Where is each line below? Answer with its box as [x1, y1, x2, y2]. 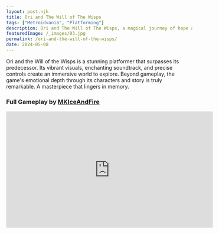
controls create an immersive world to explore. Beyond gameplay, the [6, 70, 175, 77]
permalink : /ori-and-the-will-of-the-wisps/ [6, 36, 117, 42]
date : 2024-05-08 [6, 42, 49, 48]
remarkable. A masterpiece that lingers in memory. [6, 83, 129, 90]
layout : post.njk [6, 8, 49, 15]
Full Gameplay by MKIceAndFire [6, 97, 100, 106]
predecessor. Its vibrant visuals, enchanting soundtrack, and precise [6, 64, 173, 71]
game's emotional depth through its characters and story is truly [6, 76, 162, 83]
